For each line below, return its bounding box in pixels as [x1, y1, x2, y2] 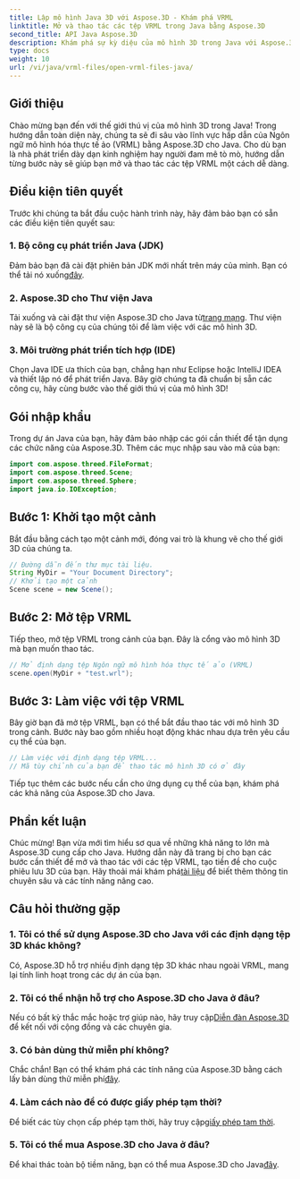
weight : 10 [9, 55, 50, 64]
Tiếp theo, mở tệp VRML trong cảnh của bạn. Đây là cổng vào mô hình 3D [9, 633, 281, 645]
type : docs [9, 47, 50, 56]
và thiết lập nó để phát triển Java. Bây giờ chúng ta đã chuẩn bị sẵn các [9, 373, 272, 385]
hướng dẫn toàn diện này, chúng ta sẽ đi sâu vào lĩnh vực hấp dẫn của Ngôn [9, 129, 290, 140]
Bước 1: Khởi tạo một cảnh [9, 509, 156, 525]
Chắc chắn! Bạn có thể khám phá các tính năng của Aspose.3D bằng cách [9, 1064, 283, 1075]
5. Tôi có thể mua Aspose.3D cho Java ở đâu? [9, 1139, 210, 1151]
